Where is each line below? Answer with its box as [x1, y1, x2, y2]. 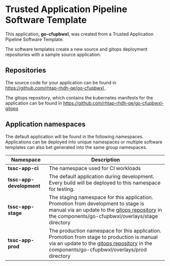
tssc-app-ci [8, 165, 39, 172]
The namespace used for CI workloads [49, 165, 141, 172]
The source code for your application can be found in [5, 79, 116, 85]
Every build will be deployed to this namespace [49, 179, 161, 186]
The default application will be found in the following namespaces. [5, 133, 144, 139]
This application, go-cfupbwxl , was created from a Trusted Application [5, 31, 154, 37]
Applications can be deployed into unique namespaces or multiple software [5, 139, 163, 145]
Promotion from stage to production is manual [49, 233, 158, 240]
